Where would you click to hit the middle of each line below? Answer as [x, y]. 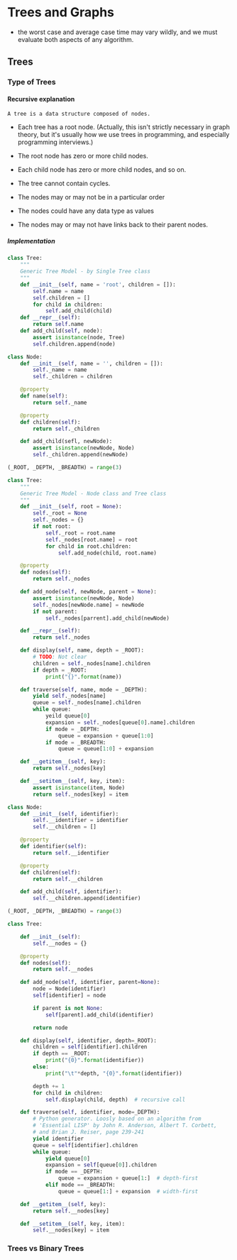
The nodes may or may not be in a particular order [91, 197]
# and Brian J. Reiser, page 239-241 [88, 1132]
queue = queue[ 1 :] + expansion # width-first [128, 1191]
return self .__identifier [71, 853]
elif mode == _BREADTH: [80, 1185]
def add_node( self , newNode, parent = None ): [89, 592]
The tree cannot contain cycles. [64, 183]
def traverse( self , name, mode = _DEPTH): [84, 689]
